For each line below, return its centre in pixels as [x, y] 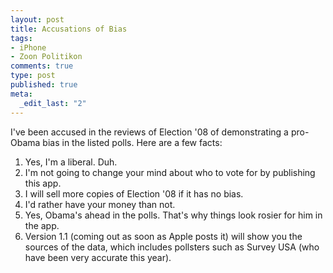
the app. [42, 225]
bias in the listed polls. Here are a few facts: [132, 142]
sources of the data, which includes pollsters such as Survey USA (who [172, 247]
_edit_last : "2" [53, 103]
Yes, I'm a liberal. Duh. [71, 162]
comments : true [42, 66]
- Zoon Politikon [46, 57]
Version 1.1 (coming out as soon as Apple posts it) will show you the [163, 236]
